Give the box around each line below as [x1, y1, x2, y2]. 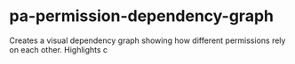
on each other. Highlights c [9, 44, 108, 54]
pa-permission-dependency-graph [9, 6, 274, 26]
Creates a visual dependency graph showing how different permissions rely [9, 35, 286, 46]
